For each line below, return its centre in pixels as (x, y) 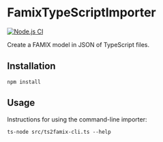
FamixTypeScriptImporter (81, 13)
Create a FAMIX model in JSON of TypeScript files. (78, 44)
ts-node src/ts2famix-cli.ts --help (59, 132)
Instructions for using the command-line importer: (77, 119)
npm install (24, 82)
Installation (31, 66)
